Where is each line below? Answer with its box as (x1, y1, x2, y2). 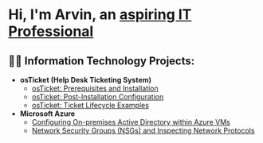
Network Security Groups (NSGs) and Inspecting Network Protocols (31, 126, 255, 135)
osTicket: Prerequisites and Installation (31, 83, 159, 93)
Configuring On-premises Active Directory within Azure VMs (31, 118, 231, 126)
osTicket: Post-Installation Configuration (31, 92, 164, 101)
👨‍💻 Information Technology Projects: (8, 54, 195, 68)
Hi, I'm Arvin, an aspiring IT (8, 6, 192, 24)
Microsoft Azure (19, 109, 76, 118)
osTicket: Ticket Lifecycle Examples (31, 101, 150, 110)
